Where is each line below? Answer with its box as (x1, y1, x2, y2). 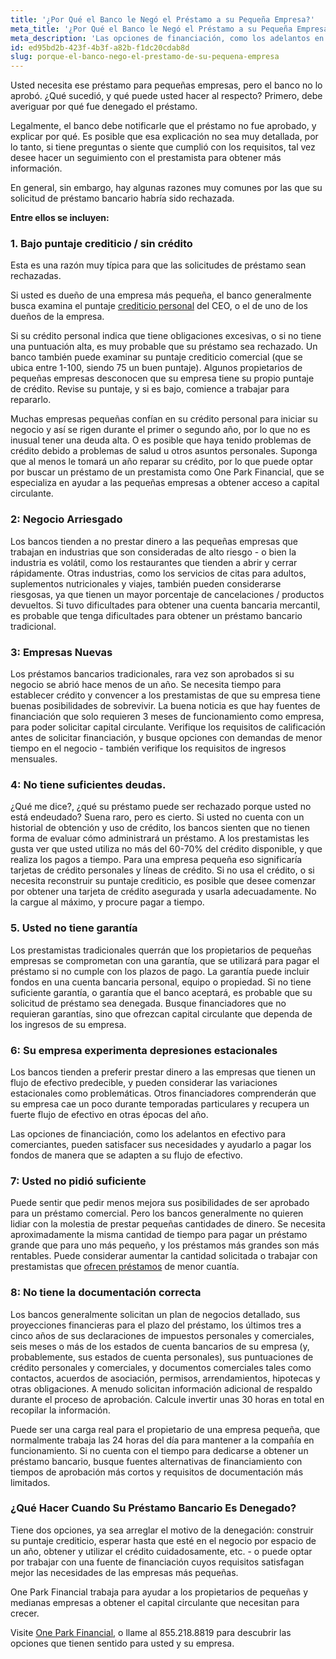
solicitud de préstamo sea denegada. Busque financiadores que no (10, 997, 287, 1009)
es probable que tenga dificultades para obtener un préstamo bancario (10, 609, 303, 621)
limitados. (10, 1476, 51, 1488)
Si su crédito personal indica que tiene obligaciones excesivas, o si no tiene (10, 330, 322, 342)
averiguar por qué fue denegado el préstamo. (10, 101, 198, 113)
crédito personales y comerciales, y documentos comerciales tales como (10, 1361, 312, 1373)
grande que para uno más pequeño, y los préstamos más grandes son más (10, 1239, 320, 1251)
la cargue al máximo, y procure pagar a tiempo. (10, 896, 205, 908)
